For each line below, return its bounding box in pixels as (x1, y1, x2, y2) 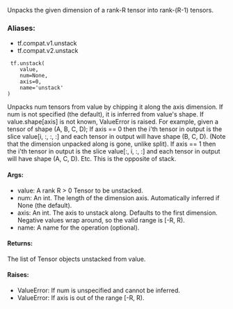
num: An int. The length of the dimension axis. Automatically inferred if (17, 193, 220, 202)
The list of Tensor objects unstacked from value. (7, 255, 146, 263)
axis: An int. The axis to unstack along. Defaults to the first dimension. (17, 209, 218, 217)
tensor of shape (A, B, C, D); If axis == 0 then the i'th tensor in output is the (7, 125, 223, 133)
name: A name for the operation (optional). (17, 223, 140, 232)
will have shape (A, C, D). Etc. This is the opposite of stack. (7, 155, 177, 163)
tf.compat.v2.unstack (17, 47, 79, 55)
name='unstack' (19, 84, 64, 91)
